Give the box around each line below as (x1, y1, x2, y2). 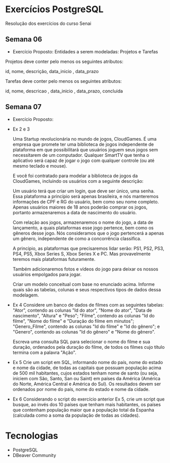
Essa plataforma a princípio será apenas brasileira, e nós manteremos (12, 193, 159, 199)
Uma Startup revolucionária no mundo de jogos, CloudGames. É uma (12, 136, 157, 142)
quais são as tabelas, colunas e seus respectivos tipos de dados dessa (12, 286, 161, 292)
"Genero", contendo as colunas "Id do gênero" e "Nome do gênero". (12, 328, 156, 335)
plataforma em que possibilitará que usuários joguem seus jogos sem (12, 146, 158, 153)
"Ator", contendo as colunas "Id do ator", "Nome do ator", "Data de (12, 307, 152, 313)
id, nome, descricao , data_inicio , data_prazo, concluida (5, 88, 123, 94)
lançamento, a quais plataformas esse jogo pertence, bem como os (12, 224, 154, 230)
